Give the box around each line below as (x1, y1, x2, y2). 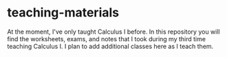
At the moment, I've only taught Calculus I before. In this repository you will (7, 27, 220, 36)
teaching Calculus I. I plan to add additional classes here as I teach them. (7, 42, 214, 50)
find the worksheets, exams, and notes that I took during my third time (7, 34, 206, 43)
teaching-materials (7, 5, 120, 21)
